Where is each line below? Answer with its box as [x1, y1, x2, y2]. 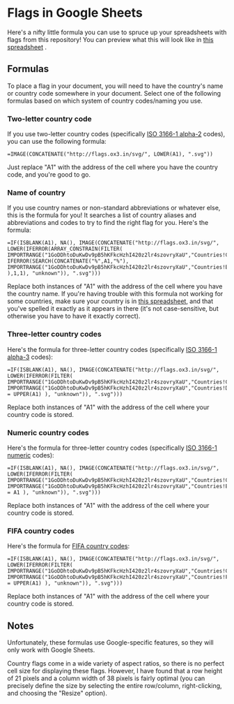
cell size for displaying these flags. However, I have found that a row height [7, 667, 223, 675]
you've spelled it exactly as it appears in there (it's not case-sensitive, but [7, 305, 219, 313]
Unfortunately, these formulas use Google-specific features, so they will [7, 638, 214, 647]
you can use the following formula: [7, 138, 107, 146]
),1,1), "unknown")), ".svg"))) [7, 270, 101, 277]
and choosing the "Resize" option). [7, 689, 108, 698]
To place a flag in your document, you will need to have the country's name [7, 82, 224, 90]
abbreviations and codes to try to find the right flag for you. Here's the [7, 219, 209, 227]
